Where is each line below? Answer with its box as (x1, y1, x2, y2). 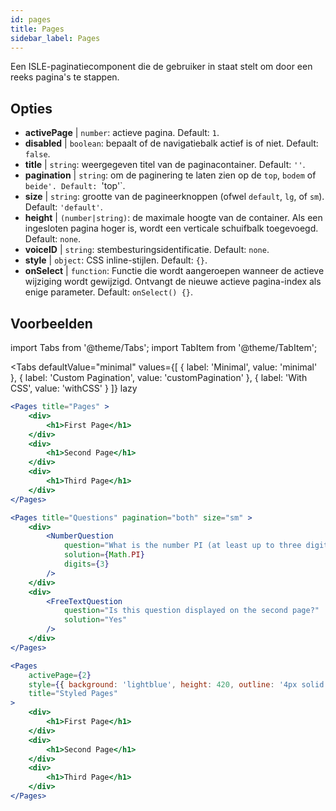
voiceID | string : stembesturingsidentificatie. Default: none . (24, 244, 270, 256)
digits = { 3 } (63, 559, 110, 569)
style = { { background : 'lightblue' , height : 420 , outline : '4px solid (28, 679, 325, 690)
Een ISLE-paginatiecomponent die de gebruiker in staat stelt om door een (10, 61, 313, 73)
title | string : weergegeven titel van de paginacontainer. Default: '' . (24, 159, 306, 171)
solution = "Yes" (63, 615, 128, 625)
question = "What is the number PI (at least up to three (63, 541, 302, 551)
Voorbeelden (10, 315, 93, 332)
